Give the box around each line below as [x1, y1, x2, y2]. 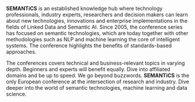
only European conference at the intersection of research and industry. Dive [6, 78, 189, 85]
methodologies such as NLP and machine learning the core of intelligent [6, 36, 180, 43]
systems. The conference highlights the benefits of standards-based [6, 42, 172, 49]
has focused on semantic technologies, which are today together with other [6, 30, 189, 37]
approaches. [6, 48, 37, 55]
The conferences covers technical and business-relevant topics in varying [6, 59, 186, 66]
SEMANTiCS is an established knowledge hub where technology [6, 5, 163, 12]
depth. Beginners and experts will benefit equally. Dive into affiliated [6, 66, 171, 72]
